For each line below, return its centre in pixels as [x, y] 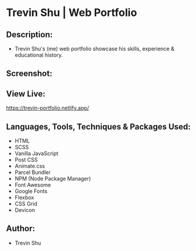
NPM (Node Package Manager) [53, 179]
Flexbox [24, 198]
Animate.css [30, 166]
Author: [21, 229]
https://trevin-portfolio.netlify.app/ [48, 108]
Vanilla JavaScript [37, 153]
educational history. [39, 55]
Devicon [25, 210]
